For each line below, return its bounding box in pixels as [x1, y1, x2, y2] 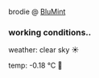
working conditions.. [8, 27, 92, 38]
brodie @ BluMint [8, 7, 66, 16]
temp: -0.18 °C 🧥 [8, 60, 63, 71]
